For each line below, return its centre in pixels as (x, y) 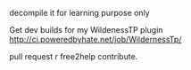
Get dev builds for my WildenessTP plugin (86, 30)
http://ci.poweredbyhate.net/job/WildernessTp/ (95, 39)
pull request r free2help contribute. (74, 56)
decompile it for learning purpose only (79, 13)
